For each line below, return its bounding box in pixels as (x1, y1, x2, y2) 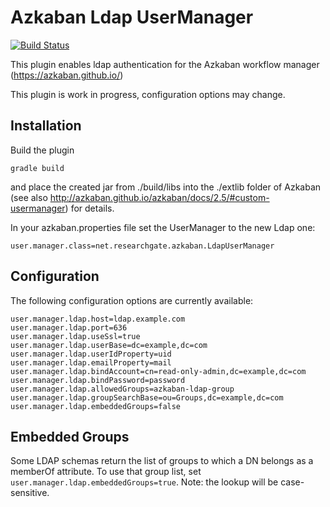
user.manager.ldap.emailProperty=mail (10, 357, 172, 368)
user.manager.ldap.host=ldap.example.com (10, 314, 186, 324)
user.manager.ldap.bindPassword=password (10, 375, 186, 385)
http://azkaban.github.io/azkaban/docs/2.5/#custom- (49, 191, 270, 203)
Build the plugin (10, 144, 75, 156)
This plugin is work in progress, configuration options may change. (10, 88, 286, 100)
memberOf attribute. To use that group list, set (10, 466, 202, 478)
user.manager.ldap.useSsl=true (10, 331, 141, 341)
